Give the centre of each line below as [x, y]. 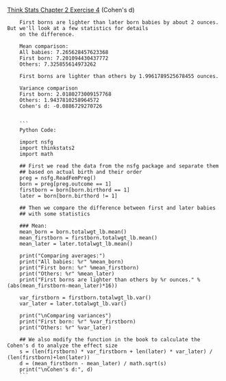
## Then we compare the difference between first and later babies [117, 208]
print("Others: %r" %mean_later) [67, 274]
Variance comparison [49, 88]
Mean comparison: [44, 47]
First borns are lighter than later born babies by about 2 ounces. [119, 23]
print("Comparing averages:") [63, 256]
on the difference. [47, 34]
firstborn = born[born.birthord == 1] [75, 190]
